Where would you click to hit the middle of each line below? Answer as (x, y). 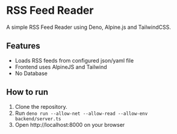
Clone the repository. (41, 106)
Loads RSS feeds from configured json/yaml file (74, 60)
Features (23, 46)
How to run (27, 92)
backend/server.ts (38, 119)
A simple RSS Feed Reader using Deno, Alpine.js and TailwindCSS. (89, 27)
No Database (31, 73)
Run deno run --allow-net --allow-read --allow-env (81, 113)
